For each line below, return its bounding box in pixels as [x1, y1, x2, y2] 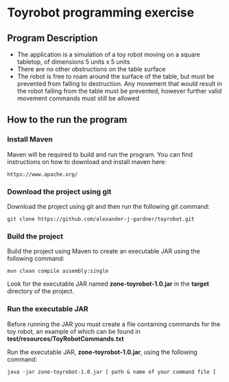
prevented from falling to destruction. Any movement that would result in [16, 80, 223, 87]
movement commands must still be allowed [16, 94, 140, 102]
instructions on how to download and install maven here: [7, 157, 167, 166]
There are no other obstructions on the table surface [16, 65, 166, 73]
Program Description [7, 32, 98, 44]
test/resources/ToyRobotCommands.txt [7, 335, 125, 343]
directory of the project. [7, 287, 74, 295]
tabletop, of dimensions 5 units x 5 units [16, 58, 130, 66]
